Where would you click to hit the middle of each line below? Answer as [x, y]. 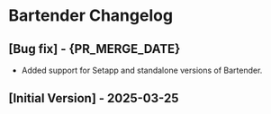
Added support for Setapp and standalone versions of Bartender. [142, 70]
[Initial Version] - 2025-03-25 [94, 98]
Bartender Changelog [90, 16]
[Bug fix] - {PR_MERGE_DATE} [95, 49]
